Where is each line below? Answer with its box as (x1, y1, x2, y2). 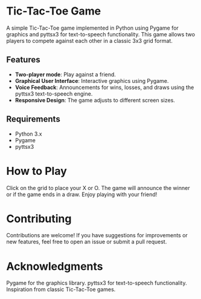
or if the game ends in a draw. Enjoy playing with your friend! (6, 191, 158, 198)
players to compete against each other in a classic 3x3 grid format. (6, 37, 173, 44)
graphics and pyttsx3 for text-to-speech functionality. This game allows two (6, 30, 195, 38)
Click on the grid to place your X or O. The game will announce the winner (6, 184, 190, 191)
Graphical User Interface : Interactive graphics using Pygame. (14, 77, 169, 84)
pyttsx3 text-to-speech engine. (14, 90, 93, 97)
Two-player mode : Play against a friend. (14, 71, 116, 78)
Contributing (6, 212, 72, 225)
